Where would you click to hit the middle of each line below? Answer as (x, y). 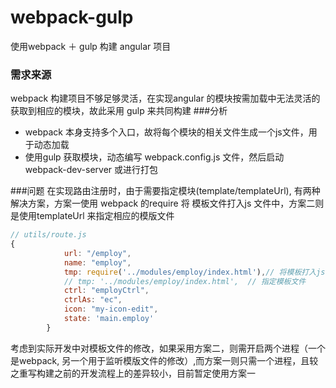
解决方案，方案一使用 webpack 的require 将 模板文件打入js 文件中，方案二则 (167, 203)
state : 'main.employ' (109, 319)
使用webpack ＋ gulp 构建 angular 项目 (91, 46)
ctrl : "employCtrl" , (106, 291)
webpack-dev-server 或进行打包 (91, 170)
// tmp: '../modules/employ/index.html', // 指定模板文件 (185, 281)
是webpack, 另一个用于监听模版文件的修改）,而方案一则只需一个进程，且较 (164, 360)
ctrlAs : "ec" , (93, 300)
